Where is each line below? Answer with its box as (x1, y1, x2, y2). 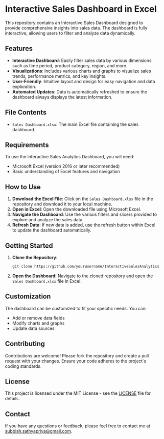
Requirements (5, 141, 49, 149)
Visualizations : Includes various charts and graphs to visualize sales (12, 68, 151, 74)
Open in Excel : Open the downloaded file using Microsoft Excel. (12, 206, 141, 212)
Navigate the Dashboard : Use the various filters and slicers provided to (12, 211, 157, 217)
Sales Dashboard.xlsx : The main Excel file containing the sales (12, 121, 139, 127)
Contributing (5, 340, 45, 348)
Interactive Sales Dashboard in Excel (5, 3, 157, 15)
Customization (5, 293, 51, 301)
